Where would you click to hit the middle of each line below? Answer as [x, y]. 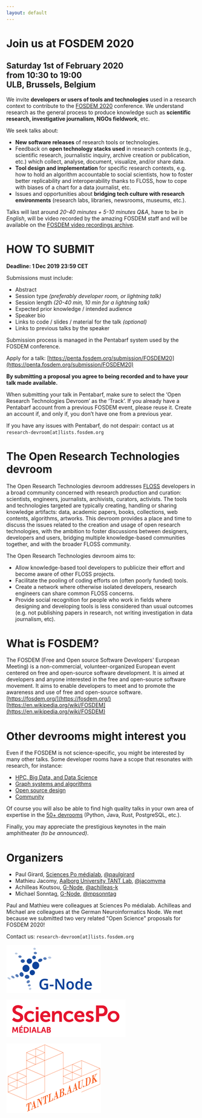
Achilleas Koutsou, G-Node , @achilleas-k [67, 887]
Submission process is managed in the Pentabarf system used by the [93, 340]
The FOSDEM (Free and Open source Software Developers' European [93, 660]
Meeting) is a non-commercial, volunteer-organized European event [91, 667]
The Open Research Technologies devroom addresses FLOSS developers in [101, 486]
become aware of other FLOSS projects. [65, 574]
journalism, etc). [35, 619]
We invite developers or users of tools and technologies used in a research [101, 99]
